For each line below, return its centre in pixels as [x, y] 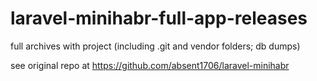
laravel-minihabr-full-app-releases [159, 18]
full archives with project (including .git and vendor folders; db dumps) [155, 46]
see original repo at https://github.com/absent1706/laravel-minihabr [150, 65]
